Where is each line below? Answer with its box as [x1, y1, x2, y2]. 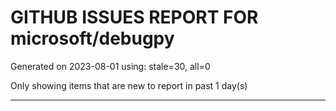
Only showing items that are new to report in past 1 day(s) [10, 79, 248, 91]
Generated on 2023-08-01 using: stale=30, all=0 [10, 60, 211, 72]
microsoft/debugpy [10, 27, 175, 50]
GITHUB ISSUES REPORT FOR [10, 6, 259, 29]
